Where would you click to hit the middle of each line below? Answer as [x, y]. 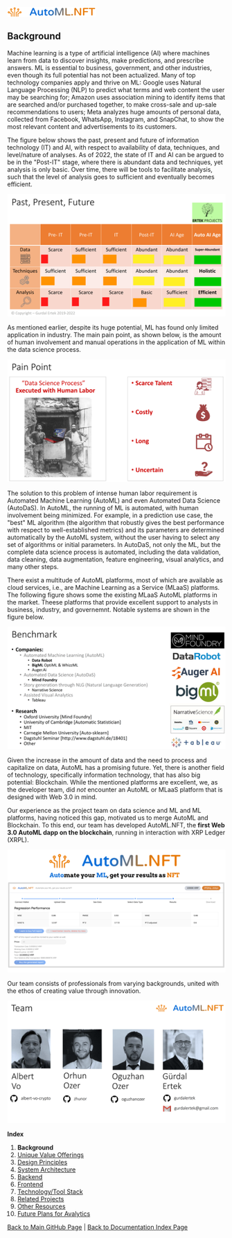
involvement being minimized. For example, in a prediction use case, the [110, 515]
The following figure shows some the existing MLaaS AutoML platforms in [112, 595]
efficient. [20, 184]
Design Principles [42, 1163]
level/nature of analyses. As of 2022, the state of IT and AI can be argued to [116, 154]
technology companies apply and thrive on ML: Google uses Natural [104, 82]
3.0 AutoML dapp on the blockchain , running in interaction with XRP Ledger [116, 833]
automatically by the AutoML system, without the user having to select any [114, 537]
